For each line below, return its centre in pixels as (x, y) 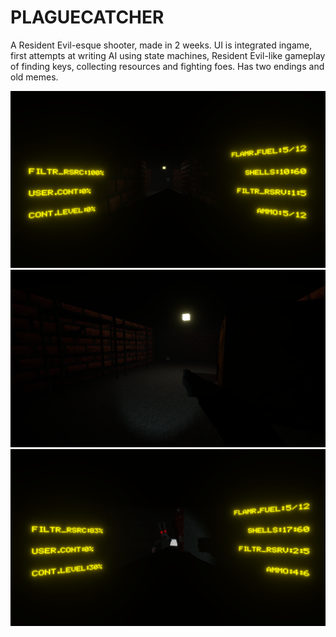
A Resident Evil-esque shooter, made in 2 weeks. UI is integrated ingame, (161, 45)
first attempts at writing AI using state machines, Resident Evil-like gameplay (168, 55)
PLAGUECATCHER (87, 17)
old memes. (34, 77)
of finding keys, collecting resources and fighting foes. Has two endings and (167, 66)
